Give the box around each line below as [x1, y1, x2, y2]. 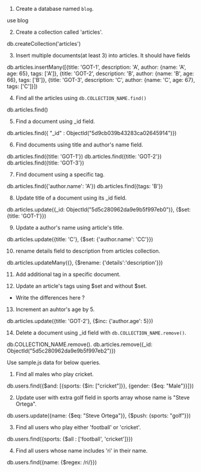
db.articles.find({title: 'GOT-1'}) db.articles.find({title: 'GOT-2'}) [7, 153, 162, 160]
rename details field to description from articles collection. [15, 247, 161, 254]
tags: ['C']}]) [7, 83, 38, 90]
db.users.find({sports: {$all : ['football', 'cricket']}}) [7, 435, 133, 442]
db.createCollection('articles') [7, 40, 81, 47]
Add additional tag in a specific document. [15, 271, 121, 278]
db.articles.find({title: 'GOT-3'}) [7, 159, 85, 166]
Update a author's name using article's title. [15, 224, 124, 231]
